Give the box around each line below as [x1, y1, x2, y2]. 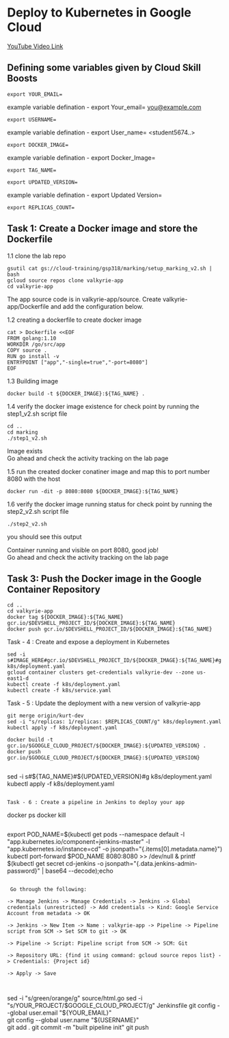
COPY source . [7, 346, 48, 354]
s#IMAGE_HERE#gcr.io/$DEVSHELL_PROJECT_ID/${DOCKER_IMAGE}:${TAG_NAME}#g [7, 657, 222, 664]
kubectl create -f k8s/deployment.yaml [7, 681, 121, 688]
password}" [7, 866, 41, 875]
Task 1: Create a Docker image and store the [7, 223, 198, 235]
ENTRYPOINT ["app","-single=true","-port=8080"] [7, 359, 148, 366]
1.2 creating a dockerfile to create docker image [7, 316, 142, 324]
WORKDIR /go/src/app [7, 341, 66, 348]
